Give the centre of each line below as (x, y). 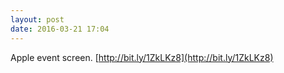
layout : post (37, 19)
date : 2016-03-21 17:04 (60, 29)
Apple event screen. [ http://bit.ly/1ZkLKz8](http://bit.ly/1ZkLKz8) (142, 57)
